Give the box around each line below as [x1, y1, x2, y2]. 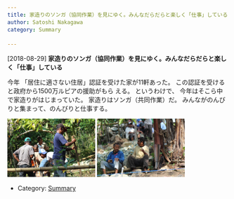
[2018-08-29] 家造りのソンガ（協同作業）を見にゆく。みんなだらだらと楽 [7, 55, 221, 63]
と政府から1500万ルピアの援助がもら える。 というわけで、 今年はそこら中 [7, 87, 223, 95]
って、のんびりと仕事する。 [31, 104, 112, 113]
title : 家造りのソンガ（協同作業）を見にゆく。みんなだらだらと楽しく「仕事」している [7, 11, 228, 18]
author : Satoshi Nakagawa [7, 18, 83, 26]
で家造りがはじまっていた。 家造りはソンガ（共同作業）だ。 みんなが [7, 95, 207, 104]
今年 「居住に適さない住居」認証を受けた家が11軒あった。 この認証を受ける [7, 78, 226, 87]
